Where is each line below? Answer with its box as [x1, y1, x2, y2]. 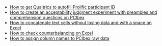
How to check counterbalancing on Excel [9, 30, 93, 36]
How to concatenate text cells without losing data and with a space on [9, 20, 152, 25]
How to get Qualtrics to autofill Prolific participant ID [9, 4, 115, 10]
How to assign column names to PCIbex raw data [9, 35, 109, 41]
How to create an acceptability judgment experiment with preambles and [9, 9, 157, 15]
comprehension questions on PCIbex [9, 15, 85, 20]
